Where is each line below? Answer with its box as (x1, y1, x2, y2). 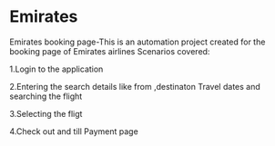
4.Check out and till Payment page (9, 125, 138, 137)
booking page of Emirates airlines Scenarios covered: (9, 45, 210, 56)
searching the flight (9, 91, 83, 102)
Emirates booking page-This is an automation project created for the (9, 36, 266, 47)
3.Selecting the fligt (9, 108, 83, 119)
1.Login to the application (9, 63, 104, 74)
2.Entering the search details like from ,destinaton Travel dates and (9, 81, 261, 92)
